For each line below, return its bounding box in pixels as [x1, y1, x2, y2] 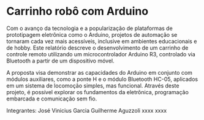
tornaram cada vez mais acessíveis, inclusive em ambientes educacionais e [6, 37, 197, 45]
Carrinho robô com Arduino [6, 4, 149, 18]
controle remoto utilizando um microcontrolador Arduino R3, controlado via [6, 50, 196, 58]
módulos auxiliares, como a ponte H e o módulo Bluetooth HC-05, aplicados [6, 75, 198, 83]
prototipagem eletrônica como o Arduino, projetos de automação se [6, 31, 178, 38]
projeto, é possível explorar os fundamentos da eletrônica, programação [6, 88, 189, 96]
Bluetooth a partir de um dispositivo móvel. [6, 57, 115, 64]
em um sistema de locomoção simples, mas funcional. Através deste [6, 81, 179, 89]
